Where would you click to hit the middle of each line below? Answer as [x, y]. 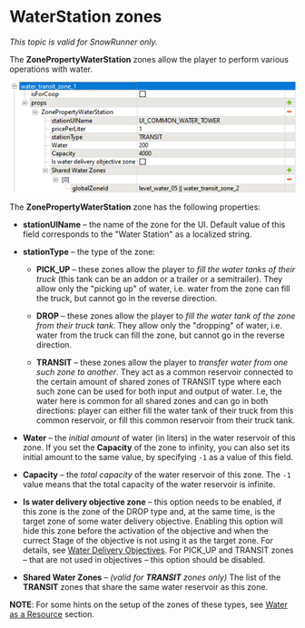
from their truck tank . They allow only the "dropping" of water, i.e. [159, 326]
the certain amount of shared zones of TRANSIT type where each [158, 382]
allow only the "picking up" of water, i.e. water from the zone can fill [163, 289]
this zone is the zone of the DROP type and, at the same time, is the [148, 512]
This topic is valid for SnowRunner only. [84, 42]
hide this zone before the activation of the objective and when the [146, 531]
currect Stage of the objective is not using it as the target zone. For [148, 541]
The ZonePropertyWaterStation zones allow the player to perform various [149, 59]
